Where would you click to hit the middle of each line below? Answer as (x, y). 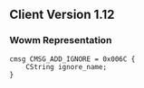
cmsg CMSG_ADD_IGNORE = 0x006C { (72, 59)
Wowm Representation (61, 40)
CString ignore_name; (66, 66)
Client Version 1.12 (62, 15)
